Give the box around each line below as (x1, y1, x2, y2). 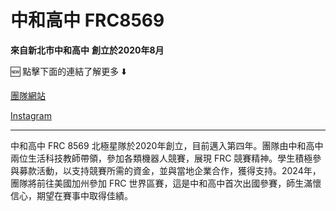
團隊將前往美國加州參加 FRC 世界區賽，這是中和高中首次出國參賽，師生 (10, 177, 305, 189)
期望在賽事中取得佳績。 (36, 189, 133, 201)
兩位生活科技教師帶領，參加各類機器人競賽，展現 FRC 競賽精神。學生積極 (10, 152, 313, 164)
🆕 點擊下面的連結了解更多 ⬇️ (10, 65, 127, 77)
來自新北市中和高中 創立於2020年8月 (10, 44, 165, 56)
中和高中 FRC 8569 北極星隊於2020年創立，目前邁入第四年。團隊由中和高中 (10, 139, 324, 151)
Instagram (10, 109, 52, 121)
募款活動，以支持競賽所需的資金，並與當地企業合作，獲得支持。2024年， (18, 164, 322, 176)
